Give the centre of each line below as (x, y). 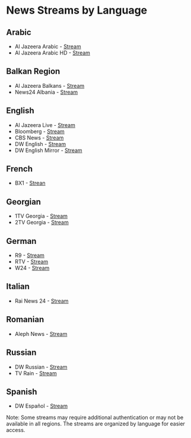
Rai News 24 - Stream (42, 301)
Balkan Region (33, 72)
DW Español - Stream (41, 406)
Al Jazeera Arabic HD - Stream (52, 53)
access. (16, 430)
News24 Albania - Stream (46, 92)
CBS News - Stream (39, 138)
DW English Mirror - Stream (48, 150)
